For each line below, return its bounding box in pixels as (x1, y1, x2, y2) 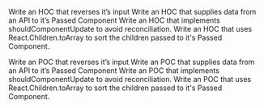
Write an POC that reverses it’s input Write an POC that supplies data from (8, 57, 255, 67)
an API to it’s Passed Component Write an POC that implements (8, 66, 220, 76)
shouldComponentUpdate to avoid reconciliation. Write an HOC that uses (8, 24, 253, 33)
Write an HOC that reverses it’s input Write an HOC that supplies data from (8, 7, 257, 16)
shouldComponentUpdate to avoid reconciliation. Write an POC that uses (8, 75, 252, 84)
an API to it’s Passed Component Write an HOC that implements (8, 15, 220, 25)
